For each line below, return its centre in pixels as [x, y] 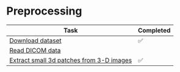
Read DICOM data [35, 50]
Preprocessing [44, 11]
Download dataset [36, 41]
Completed [154, 30]
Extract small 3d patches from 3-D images [71, 60]
